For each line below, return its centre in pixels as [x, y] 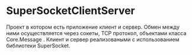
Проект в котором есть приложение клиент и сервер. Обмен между [93, 27]
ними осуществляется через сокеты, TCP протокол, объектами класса [96, 33]
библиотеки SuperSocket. [38, 46]
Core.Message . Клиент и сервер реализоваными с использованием [93, 39]
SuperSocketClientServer [71, 11]
